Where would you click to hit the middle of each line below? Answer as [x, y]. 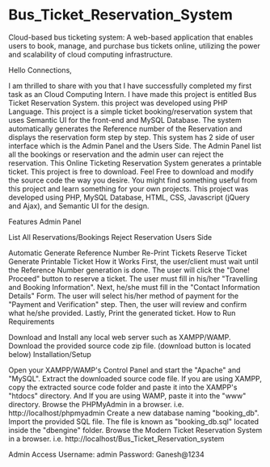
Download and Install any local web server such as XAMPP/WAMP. [120, 337]
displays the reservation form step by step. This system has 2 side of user [132, 137]
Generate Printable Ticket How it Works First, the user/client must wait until [133, 261]
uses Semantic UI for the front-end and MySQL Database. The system [125, 120]
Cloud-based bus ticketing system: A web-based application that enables [131, 37]
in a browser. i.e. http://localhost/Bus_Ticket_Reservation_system [116, 439]
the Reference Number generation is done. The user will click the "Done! [129, 270]
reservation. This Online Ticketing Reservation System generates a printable [135, 162]
